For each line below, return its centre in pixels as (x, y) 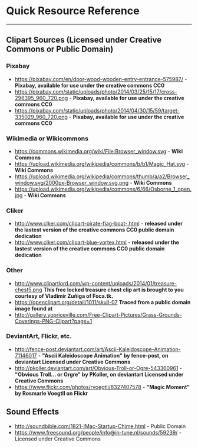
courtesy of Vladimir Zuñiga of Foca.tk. (64, 296)
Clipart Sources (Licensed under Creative (84, 40)
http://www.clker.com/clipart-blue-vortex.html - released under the (97, 242)
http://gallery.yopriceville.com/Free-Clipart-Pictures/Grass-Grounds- (98, 314)
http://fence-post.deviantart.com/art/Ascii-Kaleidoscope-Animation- (98, 349)
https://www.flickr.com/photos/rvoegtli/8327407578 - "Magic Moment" (102, 387)
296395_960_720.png (41, 98)
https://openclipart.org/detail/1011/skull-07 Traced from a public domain (103, 302)
